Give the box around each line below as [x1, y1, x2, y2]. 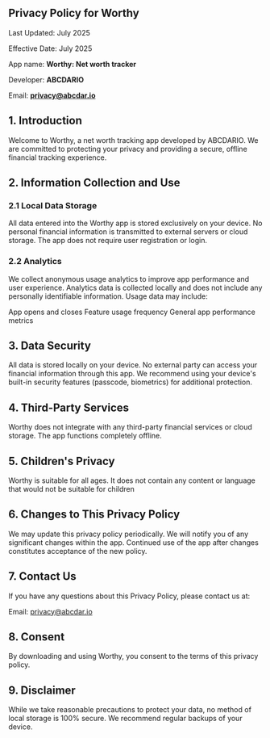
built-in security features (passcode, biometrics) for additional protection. [8, 377, 252, 387]
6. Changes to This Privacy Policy [8, 508, 181, 522]
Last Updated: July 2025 [8, 27, 91, 37]
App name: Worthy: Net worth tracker [8, 59, 137, 69]
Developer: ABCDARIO [8, 74, 85, 84]
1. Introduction [8, 114, 82, 128]
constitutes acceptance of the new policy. [8, 546, 147, 556]
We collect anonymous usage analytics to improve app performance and [8, 274, 250, 283]
